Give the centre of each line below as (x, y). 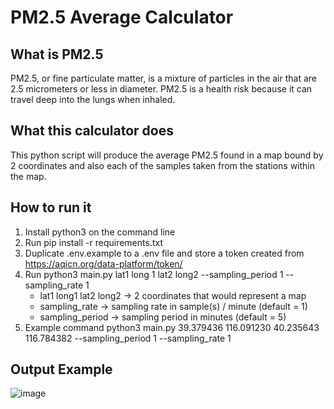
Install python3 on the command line (100, 232)
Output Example (61, 369)
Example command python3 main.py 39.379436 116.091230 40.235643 (172, 327)
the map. (28, 176)
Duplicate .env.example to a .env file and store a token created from (164, 253)
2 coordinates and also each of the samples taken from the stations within (163, 165)
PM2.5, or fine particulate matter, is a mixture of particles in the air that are (164, 78)
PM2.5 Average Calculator (122, 17)
